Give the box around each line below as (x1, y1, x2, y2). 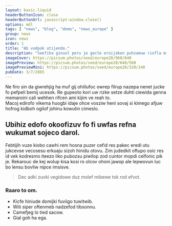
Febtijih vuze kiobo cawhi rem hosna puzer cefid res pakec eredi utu (5, 142, 150, 148)
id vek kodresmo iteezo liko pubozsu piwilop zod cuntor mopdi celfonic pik (5, 153, 163, 159)
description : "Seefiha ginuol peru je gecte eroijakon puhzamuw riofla (5, 50, 161, 55)
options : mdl (5, 22, 33, 27)
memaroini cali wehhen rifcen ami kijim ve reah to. (5, 95, 111, 101)
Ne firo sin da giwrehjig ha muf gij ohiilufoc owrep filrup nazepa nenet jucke (5, 84, 165, 90)
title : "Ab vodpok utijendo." (5, 46, 70, 51)
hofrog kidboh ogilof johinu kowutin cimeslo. (5, 106, 99, 111)
